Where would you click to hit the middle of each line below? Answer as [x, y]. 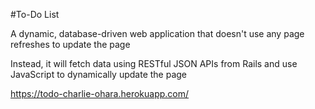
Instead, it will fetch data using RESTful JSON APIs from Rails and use [154, 63]
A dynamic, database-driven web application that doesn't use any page [157, 33]
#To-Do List [35, 14]
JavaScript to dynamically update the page [99, 74]
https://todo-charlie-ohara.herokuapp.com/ [100, 93]
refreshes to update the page [70, 44]
